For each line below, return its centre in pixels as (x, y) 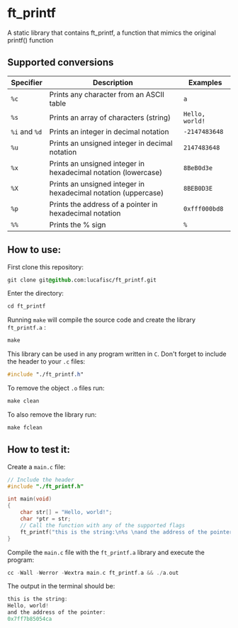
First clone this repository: (45, 267)
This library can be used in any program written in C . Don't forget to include (117, 354)
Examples (205, 82)
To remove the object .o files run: (56, 388)
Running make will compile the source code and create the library (102, 320)
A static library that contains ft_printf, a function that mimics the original (112, 33)
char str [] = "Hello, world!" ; (66, 512)
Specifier (27, 82)
